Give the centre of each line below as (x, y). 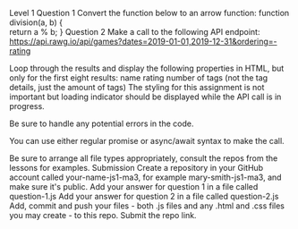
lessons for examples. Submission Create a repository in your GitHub (136, 168)
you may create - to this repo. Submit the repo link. (103, 215)
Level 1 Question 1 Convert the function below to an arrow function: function (149, 13)
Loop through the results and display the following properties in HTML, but (147, 68)
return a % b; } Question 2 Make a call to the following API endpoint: (135, 32)
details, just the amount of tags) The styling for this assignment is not (137, 87)
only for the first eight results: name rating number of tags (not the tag (139, 78)
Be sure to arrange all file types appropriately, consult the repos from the (144, 158)
